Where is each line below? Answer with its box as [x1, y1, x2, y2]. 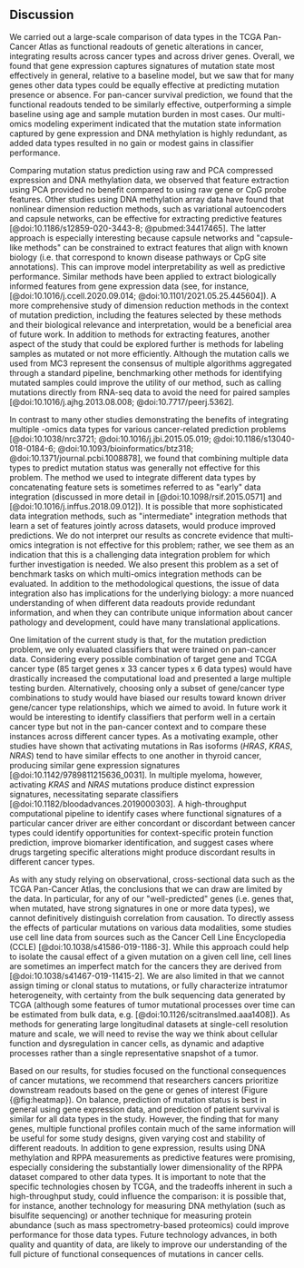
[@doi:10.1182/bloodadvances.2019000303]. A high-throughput [9, 798, 247, 809]
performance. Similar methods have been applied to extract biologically [9, 271, 277, 282]
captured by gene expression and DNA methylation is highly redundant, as [9, 127, 288, 139]
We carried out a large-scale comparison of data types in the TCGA [9, 31, 261, 42]
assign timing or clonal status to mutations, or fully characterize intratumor [9, 980, 289, 991]
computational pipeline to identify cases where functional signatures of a [9, 807, 282, 818]
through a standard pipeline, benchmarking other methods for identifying [9, 367, 283, 378]
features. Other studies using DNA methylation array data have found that [9, 193, 285, 204]
